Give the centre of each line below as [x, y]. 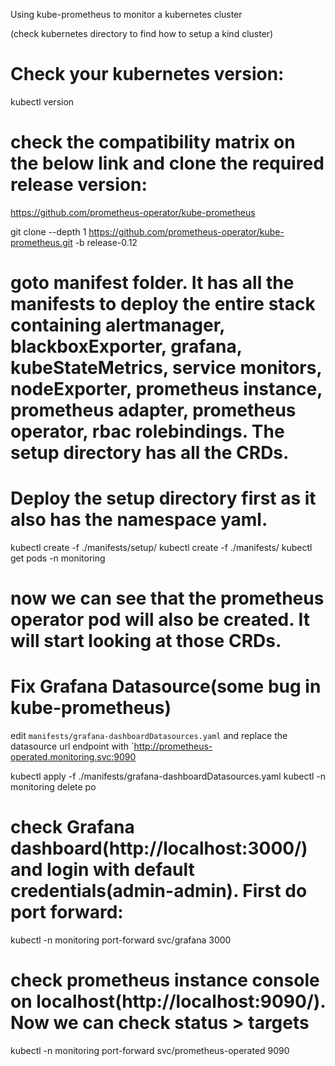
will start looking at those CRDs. [146, 641]
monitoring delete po [53, 787]
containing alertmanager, [117, 325]
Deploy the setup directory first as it [163, 498]
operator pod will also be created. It [160, 620]
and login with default [102, 870]
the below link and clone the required [167, 163]
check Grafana [72, 827]
